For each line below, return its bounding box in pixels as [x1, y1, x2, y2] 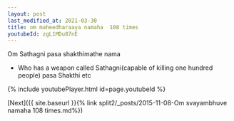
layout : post [7, 10, 46, 18]
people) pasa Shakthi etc [17, 71, 91, 80]
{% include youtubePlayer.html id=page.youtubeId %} [7, 85, 166, 93]
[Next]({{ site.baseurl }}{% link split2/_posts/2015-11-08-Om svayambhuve [7, 99, 228, 107]
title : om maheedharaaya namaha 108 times [7, 23, 139, 31]
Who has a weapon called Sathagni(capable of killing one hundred [17, 63, 213, 72]
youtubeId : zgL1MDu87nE [7, 30, 78, 38]
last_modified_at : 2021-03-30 [7, 17, 98, 24]
